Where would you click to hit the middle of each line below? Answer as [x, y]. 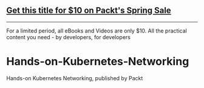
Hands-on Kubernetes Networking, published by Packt [75, 78]
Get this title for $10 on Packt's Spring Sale [89, 11]
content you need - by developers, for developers [68, 37]
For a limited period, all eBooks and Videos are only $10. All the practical [97, 31]
